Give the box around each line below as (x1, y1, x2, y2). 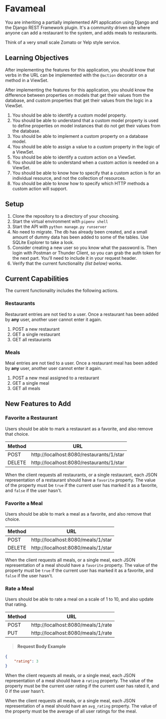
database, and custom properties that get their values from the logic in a (5, 97, 152, 103)
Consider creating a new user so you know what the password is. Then (12, 244, 157, 250)
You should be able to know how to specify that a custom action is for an (12, 170, 161, 176)
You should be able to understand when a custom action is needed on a (12, 159, 159, 165)
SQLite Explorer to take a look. (12, 239, 74, 245)
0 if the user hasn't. (5, 688, 45, 694)
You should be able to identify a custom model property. (12, 112, 127, 118)
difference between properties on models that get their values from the (5, 92, 150, 98)
